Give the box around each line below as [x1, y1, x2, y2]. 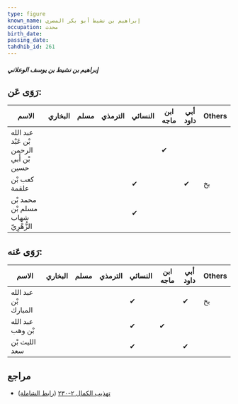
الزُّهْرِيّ [11, 221, 33, 231]
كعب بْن [11, 174, 34, 184]
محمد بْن [11, 195, 37, 205]
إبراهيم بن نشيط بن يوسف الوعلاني [7, 65, 98, 74]
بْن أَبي [11, 154, 30, 164]
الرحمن [11, 145, 33, 155]
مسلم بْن [11, 203, 38, 213]
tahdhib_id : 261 [7, 43, 55, 50]
